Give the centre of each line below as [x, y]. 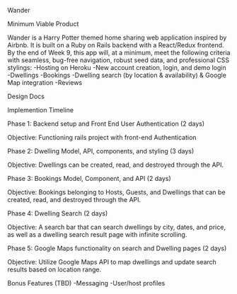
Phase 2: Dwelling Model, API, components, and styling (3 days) [101, 151]
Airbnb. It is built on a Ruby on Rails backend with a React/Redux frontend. [116, 45]
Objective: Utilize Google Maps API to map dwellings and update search [112, 262]
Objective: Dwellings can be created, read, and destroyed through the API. [116, 165]
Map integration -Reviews [45, 83]
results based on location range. [54, 269]
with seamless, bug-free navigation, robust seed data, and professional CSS [118, 60]
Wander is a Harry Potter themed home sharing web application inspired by [117, 37]
